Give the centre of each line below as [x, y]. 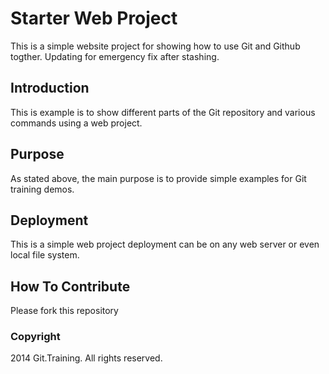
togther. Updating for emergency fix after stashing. [115, 56]
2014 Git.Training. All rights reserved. [86, 358]
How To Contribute [70, 286]
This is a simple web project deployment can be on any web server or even [165, 244]
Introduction [50, 88]
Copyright [35, 337]
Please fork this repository [64, 311]
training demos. [42, 189]
